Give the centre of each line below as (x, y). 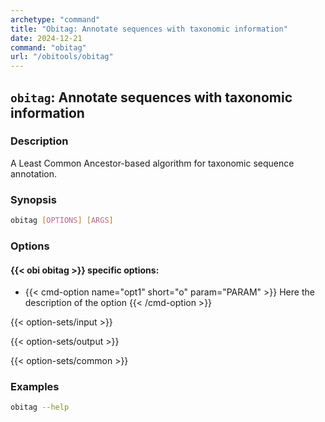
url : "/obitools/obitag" (62, 57)
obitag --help (40, 407)
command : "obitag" (48, 47)
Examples (35, 387)
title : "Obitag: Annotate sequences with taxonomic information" (149, 29)
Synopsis (33, 199)
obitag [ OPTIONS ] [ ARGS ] (62, 221)
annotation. (33, 173)
